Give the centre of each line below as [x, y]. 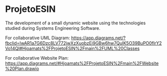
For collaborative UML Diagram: [38, 38]
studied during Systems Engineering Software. [53, 28]
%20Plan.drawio [22, 69]
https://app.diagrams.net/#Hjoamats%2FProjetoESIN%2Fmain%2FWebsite [82, 63]
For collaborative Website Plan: [37, 58]
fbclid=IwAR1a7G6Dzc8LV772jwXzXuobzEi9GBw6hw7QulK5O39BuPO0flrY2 [83, 43]
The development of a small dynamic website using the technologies [75, 23]
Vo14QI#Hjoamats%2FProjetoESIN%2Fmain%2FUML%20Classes [73, 48]
